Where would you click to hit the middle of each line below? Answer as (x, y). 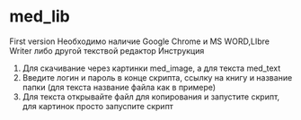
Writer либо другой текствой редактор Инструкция (107, 50)
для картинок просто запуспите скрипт (97, 106)
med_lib (40, 17)
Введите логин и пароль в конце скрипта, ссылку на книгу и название (157, 77)
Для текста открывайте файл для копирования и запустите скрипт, (151, 97)
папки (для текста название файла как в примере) (119, 87)
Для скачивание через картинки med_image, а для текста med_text (151, 68)
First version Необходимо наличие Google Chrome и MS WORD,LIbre (139, 41)
